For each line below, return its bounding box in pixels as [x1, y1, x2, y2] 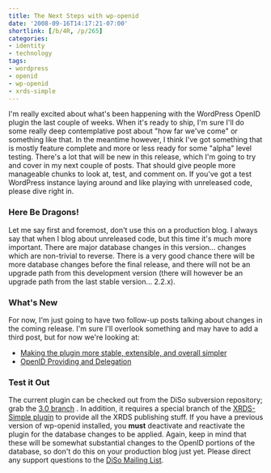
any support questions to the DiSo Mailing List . [8, 455, 164, 465]
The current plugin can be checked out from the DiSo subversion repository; [8, 395, 263, 405]
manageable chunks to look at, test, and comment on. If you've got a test [8, 169, 252, 179]
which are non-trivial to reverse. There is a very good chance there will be [8, 251, 255, 260]
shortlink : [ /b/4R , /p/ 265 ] [8, 27, 104, 35]
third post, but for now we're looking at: [8, 332, 140, 342]
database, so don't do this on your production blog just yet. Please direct [8, 446, 252, 457]
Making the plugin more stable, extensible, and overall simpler [19, 348, 227, 357]
